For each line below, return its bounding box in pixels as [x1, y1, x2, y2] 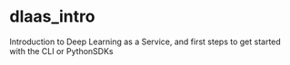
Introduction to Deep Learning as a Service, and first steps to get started [9, 36, 282, 47]
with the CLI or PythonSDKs [9, 45, 114, 56]
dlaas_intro [9, 6, 95, 27]
